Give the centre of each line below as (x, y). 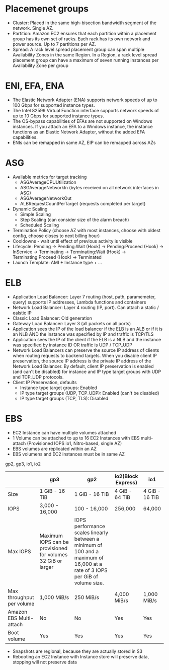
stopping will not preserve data (45, 662)
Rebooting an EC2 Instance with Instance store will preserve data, (81, 656)
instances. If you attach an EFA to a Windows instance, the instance (82, 126)
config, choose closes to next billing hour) (56, 236)
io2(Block (126, 476)
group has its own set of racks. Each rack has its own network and (81, 39)
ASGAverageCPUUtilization (48, 182)
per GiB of (86, 576)
